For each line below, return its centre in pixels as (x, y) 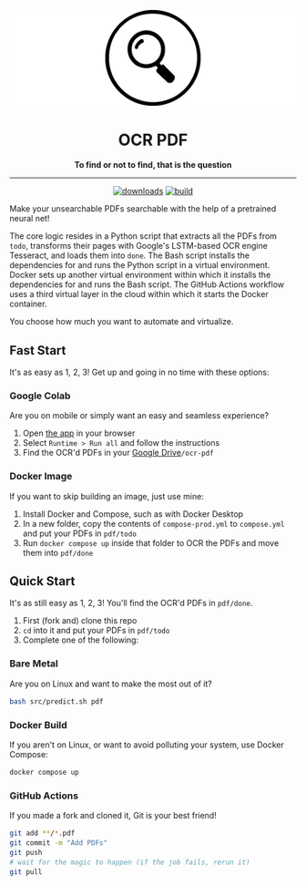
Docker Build (39, 725)
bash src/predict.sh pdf (56, 701)
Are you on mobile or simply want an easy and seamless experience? (139, 416)
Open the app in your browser (79, 433)
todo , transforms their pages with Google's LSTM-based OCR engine (139, 246)
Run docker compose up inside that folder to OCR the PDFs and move (151, 542)
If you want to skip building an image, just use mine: (107, 496)
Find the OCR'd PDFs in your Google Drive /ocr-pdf (118, 453)
